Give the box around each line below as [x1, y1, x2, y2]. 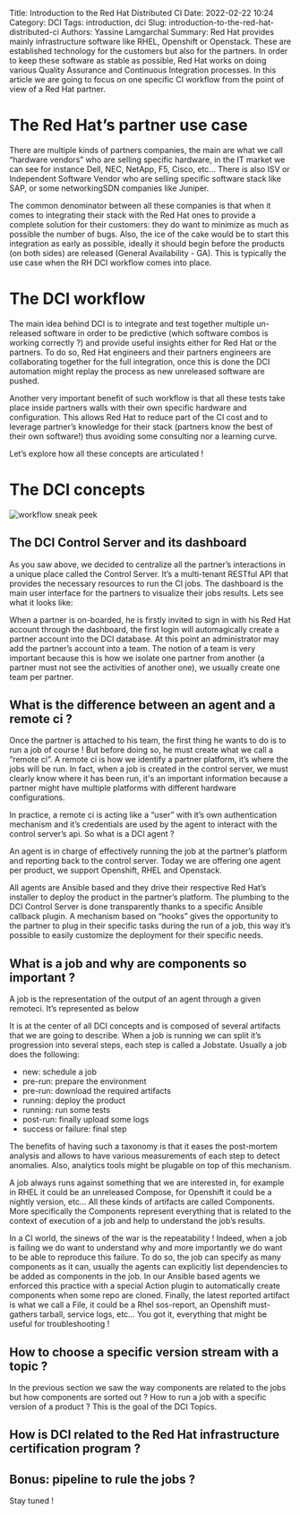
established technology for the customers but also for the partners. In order [9, 46, 288, 56]
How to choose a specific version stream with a [9, 1344, 279, 1360]
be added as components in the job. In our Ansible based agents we [9, 1271, 261, 1282]
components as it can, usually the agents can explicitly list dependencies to [9, 1261, 288, 1272]
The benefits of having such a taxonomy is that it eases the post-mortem [9, 1141, 278, 1152]
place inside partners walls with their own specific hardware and [9, 402, 248, 413]
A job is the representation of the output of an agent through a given [9, 994, 261, 1004]
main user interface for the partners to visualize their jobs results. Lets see [9, 587, 284, 598]
